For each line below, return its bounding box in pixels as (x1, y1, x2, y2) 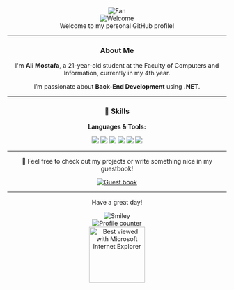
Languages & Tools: (88, 122, 146, 131)
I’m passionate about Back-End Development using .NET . (33, 82, 201, 91)
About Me (100, 45, 134, 55)
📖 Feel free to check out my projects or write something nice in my (22, 157, 212, 165)
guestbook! (100, 164, 134, 173)
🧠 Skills (104, 106, 130, 116)
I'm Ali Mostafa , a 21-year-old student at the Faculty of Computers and (15, 61, 219, 70)
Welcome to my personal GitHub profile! (59, 22, 175, 30)
